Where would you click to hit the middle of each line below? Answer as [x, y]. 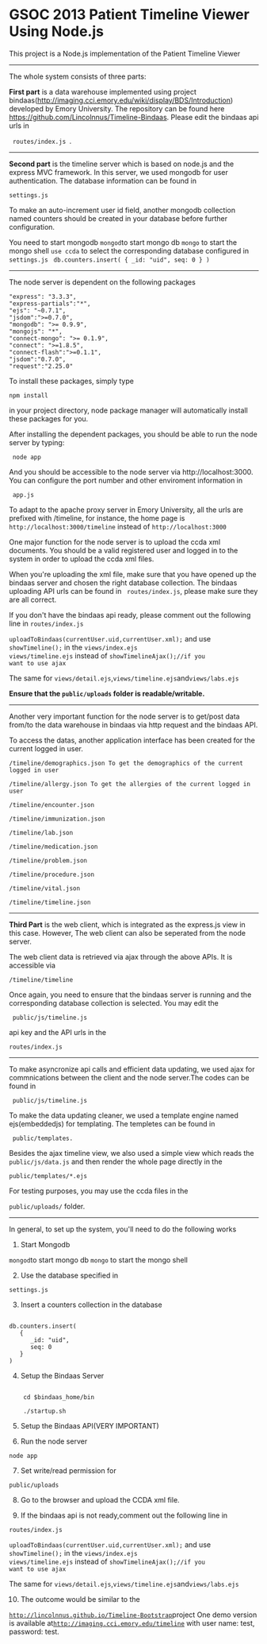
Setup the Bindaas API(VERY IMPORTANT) [90, 1425]
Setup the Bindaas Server [62, 1375]
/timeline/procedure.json [51, 874]
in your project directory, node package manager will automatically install [128, 410]
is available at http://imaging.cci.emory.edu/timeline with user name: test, [132, 1623]
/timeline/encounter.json [51, 805]
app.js [23, 494]
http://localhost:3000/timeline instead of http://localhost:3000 [118, 526]
